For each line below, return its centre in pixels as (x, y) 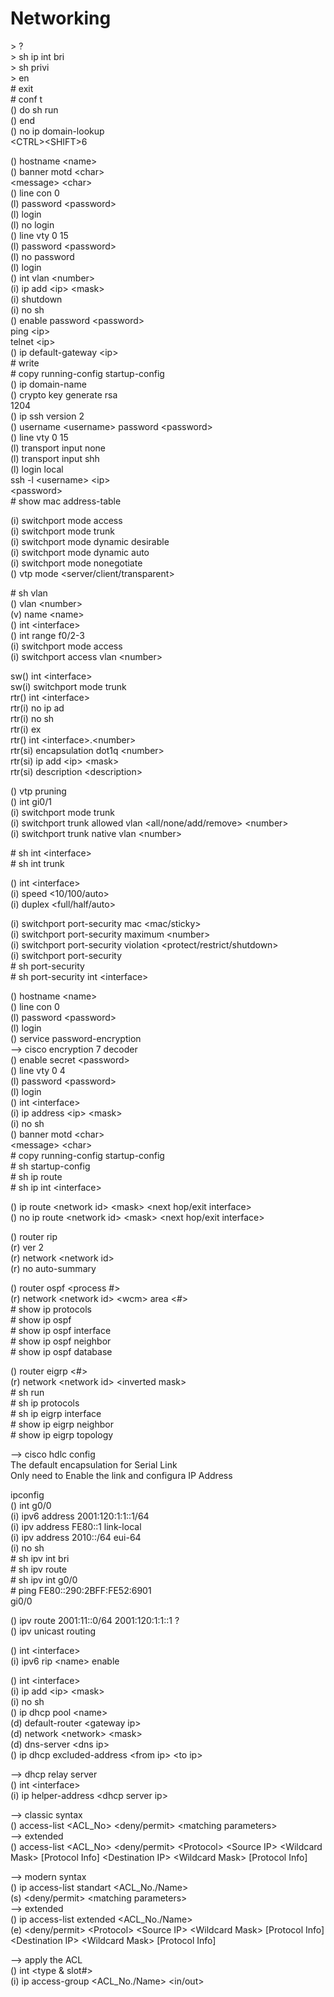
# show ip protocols (51, 1309)
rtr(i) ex (26, 729)
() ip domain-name (48, 384)
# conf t (26, 99)
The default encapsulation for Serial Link (94, 1464)
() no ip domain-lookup (57, 131)
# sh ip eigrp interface (56, 1413)
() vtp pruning (38, 791)
